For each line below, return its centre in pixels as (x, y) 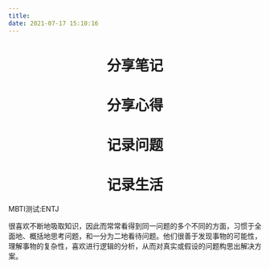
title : (19, 16)
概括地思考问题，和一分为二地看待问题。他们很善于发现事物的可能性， (145, 236)
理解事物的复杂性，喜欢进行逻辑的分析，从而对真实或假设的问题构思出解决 (131, 246)
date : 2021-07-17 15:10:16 (53, 23)
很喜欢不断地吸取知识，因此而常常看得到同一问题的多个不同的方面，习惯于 (131, 226)
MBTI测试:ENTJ (34, 209)
